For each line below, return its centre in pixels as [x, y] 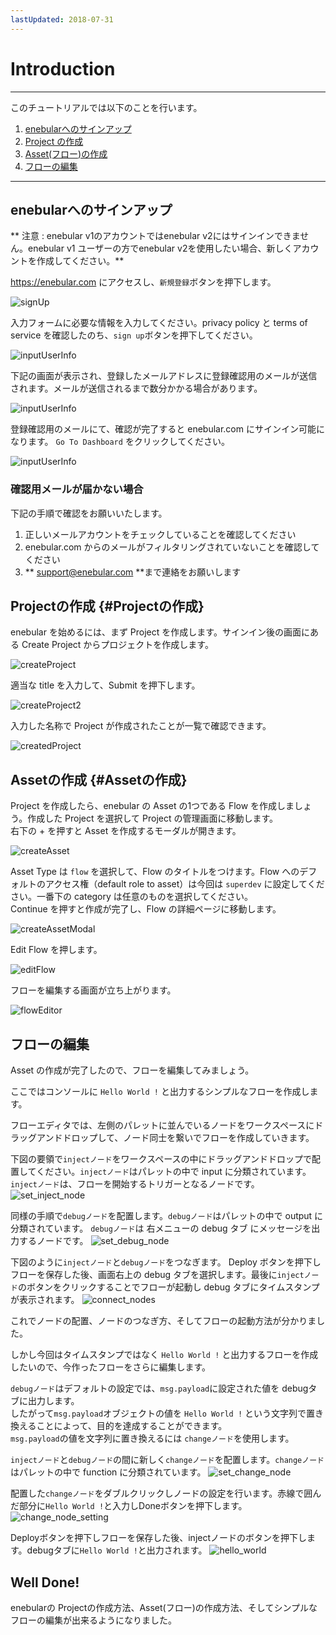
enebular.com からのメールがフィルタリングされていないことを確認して [172, 547]
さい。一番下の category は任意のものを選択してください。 [131, 897]
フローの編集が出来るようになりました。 [93, 1620]
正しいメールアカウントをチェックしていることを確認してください [160, 534]
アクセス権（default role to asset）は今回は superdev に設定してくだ [184, 884]
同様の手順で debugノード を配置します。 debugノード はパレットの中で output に [167, 1216]
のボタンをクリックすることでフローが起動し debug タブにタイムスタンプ [168, 1287]
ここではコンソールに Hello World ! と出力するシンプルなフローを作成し [160, 1092]
